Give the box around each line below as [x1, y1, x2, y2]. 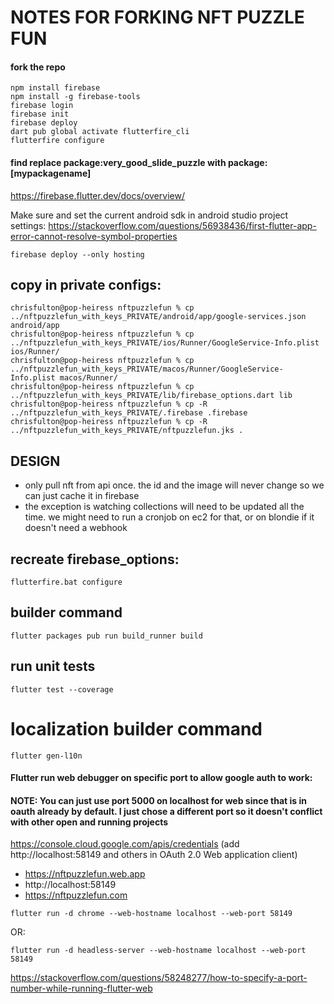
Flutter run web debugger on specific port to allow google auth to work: [10, 772, 313, 784]
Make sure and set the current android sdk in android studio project [10, 209, 289, 221]
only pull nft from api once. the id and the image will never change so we [24, 479, 325, 491]
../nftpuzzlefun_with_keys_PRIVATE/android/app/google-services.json [10, 312, 307, 322]
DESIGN [10, 452, 61, 470]
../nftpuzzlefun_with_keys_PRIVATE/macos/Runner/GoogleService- [10, 364, 284, 375]
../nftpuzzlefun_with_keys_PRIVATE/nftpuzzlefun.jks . [10, 426, 244, 436]
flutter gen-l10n [10, 751, 83, 761]
